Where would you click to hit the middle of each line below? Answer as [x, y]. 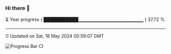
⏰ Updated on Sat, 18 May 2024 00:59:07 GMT [55, 36]
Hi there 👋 [18, 8]
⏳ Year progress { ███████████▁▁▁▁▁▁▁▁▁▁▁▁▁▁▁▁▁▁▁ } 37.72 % [85, 19]
